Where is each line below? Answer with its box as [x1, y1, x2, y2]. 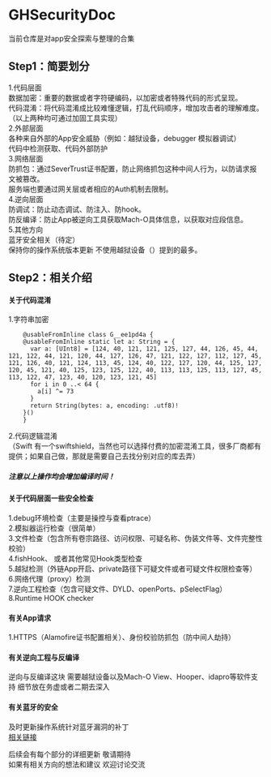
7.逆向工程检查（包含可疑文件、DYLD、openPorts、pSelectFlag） [8, 584, 227, 594]
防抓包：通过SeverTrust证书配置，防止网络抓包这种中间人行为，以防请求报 [8, 164, 257, 174]
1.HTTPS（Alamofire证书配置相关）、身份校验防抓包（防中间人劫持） [8, 633, 236, 642]
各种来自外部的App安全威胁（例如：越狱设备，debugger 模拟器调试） [8, 133, 241, 143]
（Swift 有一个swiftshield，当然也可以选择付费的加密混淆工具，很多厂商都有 [8, 441, 261, 451]
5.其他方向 [8, 225, 43, 234]
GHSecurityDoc [8, 6, 116, 24]
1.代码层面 [8, 83, 42, 92]
